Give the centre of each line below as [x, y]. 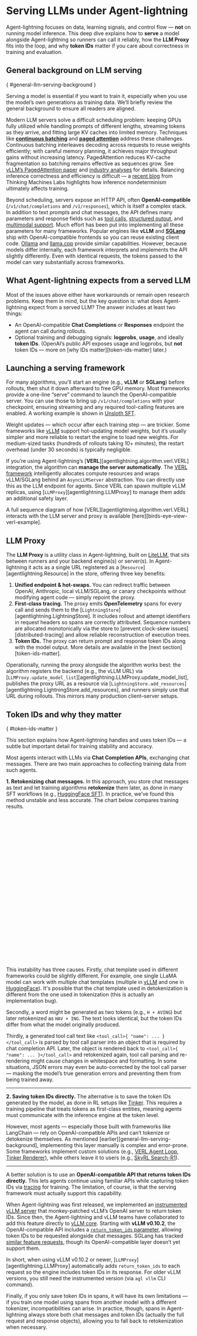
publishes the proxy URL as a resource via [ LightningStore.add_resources [95, 684]
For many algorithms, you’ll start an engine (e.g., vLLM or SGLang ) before [95, 382]
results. [15, 806]
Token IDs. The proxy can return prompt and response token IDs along [100, 641]
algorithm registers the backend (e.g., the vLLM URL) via [74, 671]
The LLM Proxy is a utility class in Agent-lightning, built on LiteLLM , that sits [98, 555]
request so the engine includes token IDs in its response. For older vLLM [94, 1272]
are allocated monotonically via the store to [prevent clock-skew [92, 628]
